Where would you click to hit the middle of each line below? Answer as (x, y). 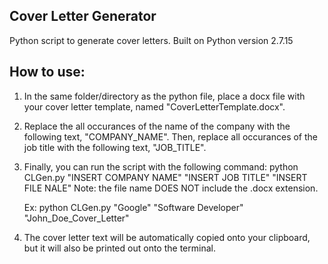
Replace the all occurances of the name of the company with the (157, 126)
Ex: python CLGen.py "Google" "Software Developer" (133, 207)
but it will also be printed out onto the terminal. (119, 248)
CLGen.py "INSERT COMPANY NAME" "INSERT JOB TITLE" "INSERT (165, 177)
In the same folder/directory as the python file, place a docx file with (164, 96)
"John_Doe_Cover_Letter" (76, 218)
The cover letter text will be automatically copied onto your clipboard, (167, 237)
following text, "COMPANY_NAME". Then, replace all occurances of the (170, 136)
